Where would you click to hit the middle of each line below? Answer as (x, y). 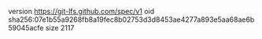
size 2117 (60, 28)
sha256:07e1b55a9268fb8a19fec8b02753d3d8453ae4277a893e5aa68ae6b (131, 19)
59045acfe (26, 28)
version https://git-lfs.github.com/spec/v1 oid (81, 11)
